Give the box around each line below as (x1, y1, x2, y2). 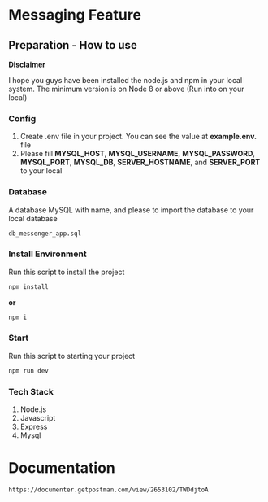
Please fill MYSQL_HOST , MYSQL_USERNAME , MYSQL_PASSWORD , (19, 149, 256, 159)
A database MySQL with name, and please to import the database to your (8, 205, 254, 215)
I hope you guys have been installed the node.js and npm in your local (8, 76, 243, 85)
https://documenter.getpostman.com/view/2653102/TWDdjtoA (8, 486, 209, 494)
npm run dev (8, 366, 49, 375)
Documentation (8, 459, 116, 478)
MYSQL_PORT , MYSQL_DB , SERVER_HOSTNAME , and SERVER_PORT (19, 157, 261, 168)
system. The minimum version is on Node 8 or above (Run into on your (8, 84, 244, 94)
